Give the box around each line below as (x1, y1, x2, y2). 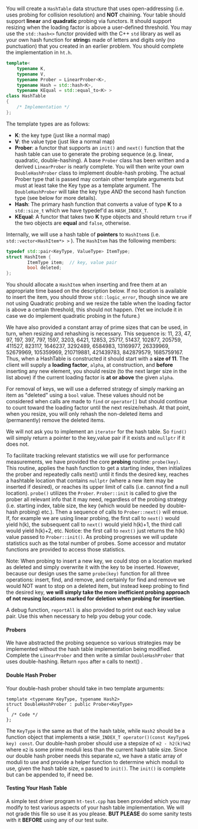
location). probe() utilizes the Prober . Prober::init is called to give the (6, 489, 177, 497)
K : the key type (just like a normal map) (14, 131, 110, 139)
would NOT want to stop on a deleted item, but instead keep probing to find (6, 583, 189, 590)
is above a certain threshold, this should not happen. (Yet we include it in (6, 306, 183, 313)
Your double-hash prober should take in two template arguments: (6, 685, 165, 692)
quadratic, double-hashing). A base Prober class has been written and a (14, 156, 190, 164)
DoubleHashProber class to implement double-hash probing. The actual (14, 169, 186, 176)
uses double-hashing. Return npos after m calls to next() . (6, 658, 143, 665)
